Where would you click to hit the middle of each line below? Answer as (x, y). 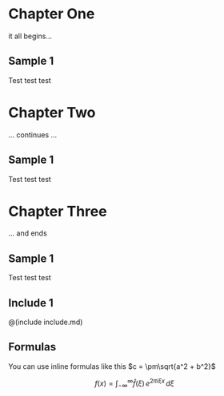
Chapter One (52, 14)
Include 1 (31, 303)
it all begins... (30, 36)
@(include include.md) (46, 322)
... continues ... (33, 135)
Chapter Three (58, 211)
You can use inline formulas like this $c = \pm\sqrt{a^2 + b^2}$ (112, 366)
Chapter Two (52, 112)
